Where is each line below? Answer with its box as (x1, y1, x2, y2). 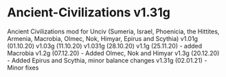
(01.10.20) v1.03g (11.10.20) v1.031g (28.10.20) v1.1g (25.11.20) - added (7, 42, 203, 50)
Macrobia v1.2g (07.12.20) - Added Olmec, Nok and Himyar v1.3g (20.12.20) (7, 49, 220, 57)
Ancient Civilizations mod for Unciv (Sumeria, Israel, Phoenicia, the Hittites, (7, 27, 220, 35)
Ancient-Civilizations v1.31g (7, 5, 170, 20)
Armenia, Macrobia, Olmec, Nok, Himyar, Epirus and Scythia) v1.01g (7, 34, 198, 42)
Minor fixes (7, 63, 39, 72)
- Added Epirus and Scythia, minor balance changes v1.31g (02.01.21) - (7, 56, 207, 64)
